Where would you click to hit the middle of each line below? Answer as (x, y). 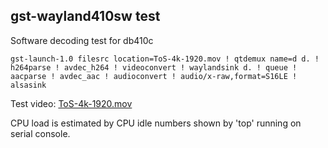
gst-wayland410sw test (85, 16)
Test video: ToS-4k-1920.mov (71, 103)
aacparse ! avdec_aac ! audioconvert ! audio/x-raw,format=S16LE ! (154, 76)
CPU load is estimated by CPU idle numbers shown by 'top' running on (156, 123)
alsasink (28, 85)
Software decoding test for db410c (82, 40)
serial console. (40, 133)
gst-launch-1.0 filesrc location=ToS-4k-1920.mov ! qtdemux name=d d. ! (165, 59)
